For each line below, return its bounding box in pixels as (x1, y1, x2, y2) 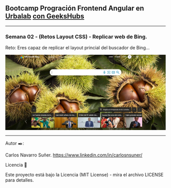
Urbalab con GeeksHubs (5, 12, 84, 21)
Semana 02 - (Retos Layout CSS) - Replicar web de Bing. (5, 33, 148, 40)
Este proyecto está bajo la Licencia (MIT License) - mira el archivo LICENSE (5, 171, 164, 177)
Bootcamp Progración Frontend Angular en (5, 4, 144, 13)
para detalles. (5, 177, 34, 183)
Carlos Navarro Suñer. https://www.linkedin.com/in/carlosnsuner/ (5, 152, 142, 158)
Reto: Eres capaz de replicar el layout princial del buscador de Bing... (5, 45, 150, 51)
